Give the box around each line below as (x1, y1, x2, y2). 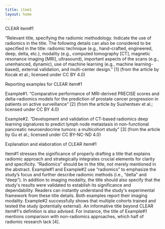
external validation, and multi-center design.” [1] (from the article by (21, 66, 159, 72)
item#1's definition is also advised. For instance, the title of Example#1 (5, 208, 147, 214)
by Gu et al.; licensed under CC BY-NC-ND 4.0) (5, 131, 101, 137)
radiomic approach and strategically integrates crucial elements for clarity (5, 156, 155, 162)
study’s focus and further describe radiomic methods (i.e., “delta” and (5, 171, 147, 177)
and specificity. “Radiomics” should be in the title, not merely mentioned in (5, 161, 156, 167)
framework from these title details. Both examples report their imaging (5, 193, 148, 198)
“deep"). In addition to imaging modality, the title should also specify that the (5, 177, 161, 183)
